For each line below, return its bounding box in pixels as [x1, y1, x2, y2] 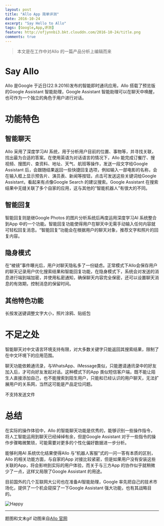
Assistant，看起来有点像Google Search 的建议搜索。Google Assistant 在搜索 [5, 179, 159, 185]
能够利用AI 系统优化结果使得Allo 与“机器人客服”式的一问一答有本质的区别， [5, 450, 156, 456]
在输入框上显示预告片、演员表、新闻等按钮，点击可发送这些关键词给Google [5, 173, 157, 179]
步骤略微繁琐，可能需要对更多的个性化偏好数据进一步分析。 [9, 440, 129, 446]
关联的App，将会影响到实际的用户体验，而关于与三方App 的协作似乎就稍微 [5, 463, 155, 468]
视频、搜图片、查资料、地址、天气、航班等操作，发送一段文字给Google [5, 161, 148, 167]
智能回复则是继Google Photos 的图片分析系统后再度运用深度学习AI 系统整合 [5, 214, 157, 220]
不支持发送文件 [5, 392, 35, 398]
